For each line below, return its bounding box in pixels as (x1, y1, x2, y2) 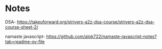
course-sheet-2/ (5, 24, 38, 30)
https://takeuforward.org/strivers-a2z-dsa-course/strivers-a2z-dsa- (17, 19, 155, 25)
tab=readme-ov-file (5, 38, 45, 44)
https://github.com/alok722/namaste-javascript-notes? (46, 33, 157, 39)
